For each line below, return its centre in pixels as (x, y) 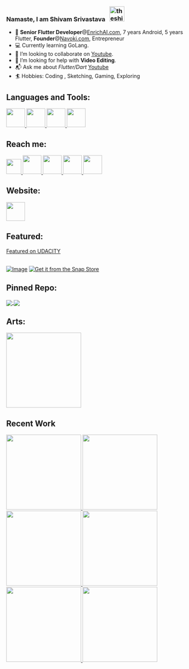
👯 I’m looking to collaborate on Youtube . (64, 54)
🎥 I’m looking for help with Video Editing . (65, 61)
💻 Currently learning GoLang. (52, 46)
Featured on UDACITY (33, 251)
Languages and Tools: (48, 97)
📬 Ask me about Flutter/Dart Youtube (62, 67)
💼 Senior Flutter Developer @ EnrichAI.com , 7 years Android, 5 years (99, 32)
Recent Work (31, 423)
